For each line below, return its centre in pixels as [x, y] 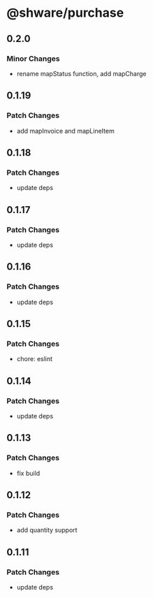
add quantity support [47, 530]
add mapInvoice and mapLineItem [65, 131]
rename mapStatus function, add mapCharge [81, 73]
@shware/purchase [65, 13]
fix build [28, 473]
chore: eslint [35, 359]
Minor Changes [33, 59]
